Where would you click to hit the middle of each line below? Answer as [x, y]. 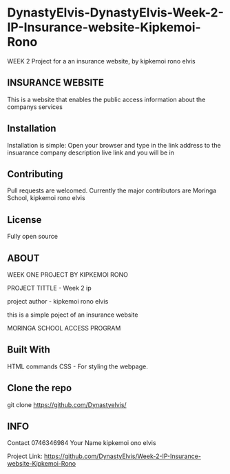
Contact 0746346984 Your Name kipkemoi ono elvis [82, 443]
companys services [35, 107]
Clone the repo [40, 388]
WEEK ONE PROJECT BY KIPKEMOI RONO [68, 275]
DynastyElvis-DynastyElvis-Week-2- [115, 13]
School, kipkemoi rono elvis [46, 198]
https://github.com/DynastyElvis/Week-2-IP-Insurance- [123, 456]
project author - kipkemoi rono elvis [58, 301]
